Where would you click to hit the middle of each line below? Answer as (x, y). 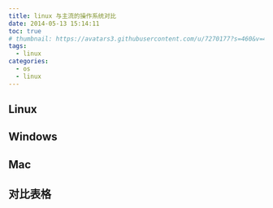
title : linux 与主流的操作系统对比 (62, 16)
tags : (17, 46)
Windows (33, 137)
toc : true (25, 31)
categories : (28, 62)
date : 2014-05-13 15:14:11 (54, 24)
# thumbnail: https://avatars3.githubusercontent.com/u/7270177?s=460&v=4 (138, 39)
